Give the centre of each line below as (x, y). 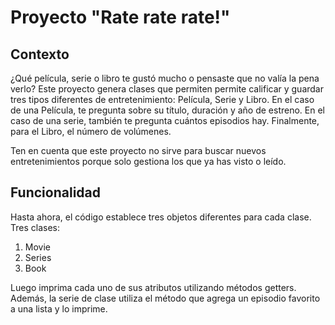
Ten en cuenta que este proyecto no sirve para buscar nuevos (138, 150)
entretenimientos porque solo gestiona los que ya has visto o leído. (148, 161)
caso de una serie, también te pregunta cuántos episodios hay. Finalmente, (165, 120)
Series (38, 257)
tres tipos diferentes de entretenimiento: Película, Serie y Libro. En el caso (162, 99)
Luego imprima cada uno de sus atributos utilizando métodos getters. (153, 287)
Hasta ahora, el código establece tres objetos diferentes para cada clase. (161, 217)
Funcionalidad (56, 192)
